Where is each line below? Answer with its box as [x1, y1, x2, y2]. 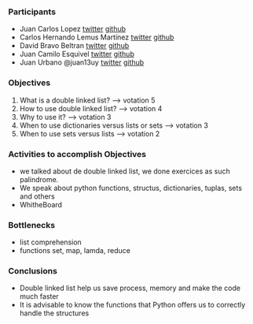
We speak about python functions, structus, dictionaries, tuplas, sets [19, 183, 242, 192]
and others [19, 192, 55, 201]
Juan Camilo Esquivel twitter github [19, 50, 135, 59]
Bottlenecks [8, 219, 56, 230]
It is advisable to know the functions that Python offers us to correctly [19, 300, 246, 310]
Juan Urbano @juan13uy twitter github [19, 58, 145, 67]
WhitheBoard [19, 199, 63, 209]
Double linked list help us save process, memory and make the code [19, 283, 241, 293]
